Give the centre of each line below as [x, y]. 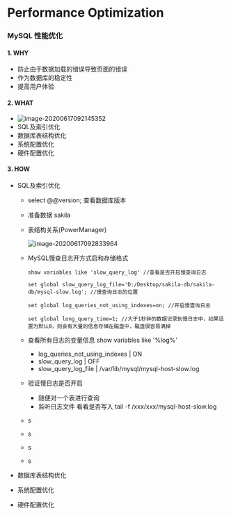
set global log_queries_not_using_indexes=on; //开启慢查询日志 [119, 305]
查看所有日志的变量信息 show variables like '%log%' [103, 340]
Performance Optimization [86, 13]
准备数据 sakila [49, 215]
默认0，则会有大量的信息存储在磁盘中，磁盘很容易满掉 [104, 326]
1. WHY [18, 53]
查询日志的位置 [120, 292]
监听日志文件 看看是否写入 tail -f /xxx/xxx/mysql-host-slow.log [127, 406]
